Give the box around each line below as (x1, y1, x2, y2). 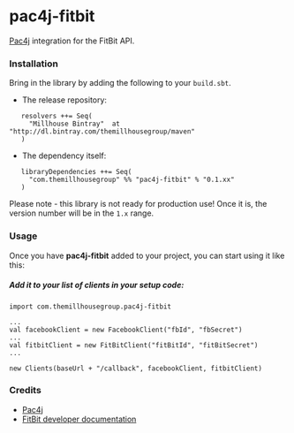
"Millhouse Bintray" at (28, 119, 121, 129)
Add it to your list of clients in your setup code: (9, 280, 185, 291)
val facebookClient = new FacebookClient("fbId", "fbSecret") (9, 325, 243, 334)
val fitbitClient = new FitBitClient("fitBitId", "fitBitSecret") (9, 340, 259, 350)
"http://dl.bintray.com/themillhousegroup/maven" (9, 127, 196, 136)
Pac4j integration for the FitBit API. (9, 35, 135, 46)
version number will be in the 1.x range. (9, 208, 155, 218)
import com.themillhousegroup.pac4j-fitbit (9, 302, 172, 311)
